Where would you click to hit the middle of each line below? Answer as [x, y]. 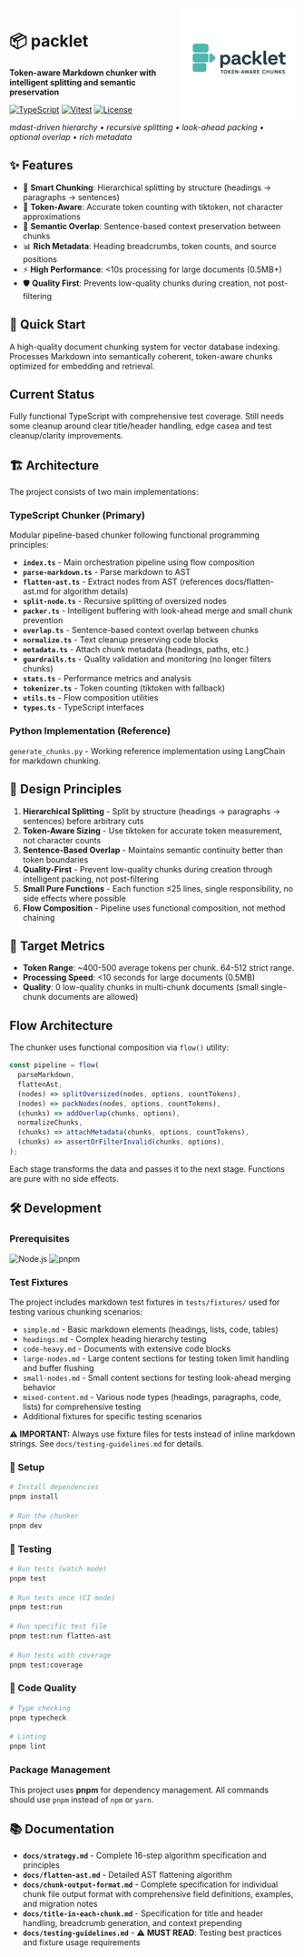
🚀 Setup [27, 1467]
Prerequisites [39, 1239]
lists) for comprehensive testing [82, 1407]
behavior [39, 1387]
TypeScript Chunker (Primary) [77, 516]
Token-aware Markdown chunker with [83, 72]
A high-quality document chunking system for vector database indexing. [145, 347]
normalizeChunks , [50, 1123]
